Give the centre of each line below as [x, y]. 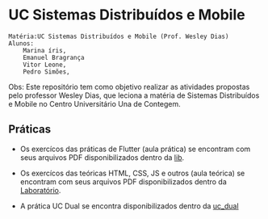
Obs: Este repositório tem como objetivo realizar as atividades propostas [129, 86]
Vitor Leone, [45, 65]
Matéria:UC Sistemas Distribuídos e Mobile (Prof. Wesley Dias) [119, 36]
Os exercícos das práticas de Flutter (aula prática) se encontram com [135, 149]
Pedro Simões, [46, 72]
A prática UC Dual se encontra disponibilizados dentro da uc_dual [130, 206]
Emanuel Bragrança [54, 57]
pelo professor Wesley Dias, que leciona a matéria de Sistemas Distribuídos [134, 95]
